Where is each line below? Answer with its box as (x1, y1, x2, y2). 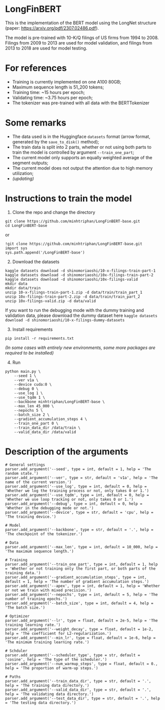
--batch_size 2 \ (14, 412, 50, 417)
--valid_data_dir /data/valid (14, 429, 77, 435)
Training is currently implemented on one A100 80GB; (12, 79, 122, 85)
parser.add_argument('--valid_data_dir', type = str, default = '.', (5, 687, 152, 692)
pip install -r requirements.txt (5, 336, 74, 341)
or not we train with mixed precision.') (5, 587, 92, 593)
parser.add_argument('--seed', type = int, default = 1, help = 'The (5, 466, 152, 472)
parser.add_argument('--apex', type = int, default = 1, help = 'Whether (5, 583, 161, 588)
